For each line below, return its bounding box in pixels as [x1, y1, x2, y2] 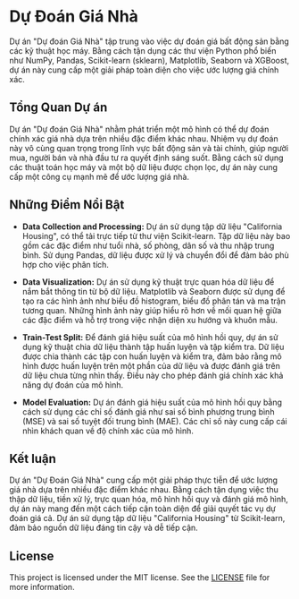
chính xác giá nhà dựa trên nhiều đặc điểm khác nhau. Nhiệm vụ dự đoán [9, 133, 278, 144]
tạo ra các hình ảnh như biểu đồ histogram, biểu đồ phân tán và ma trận [21, 295, 286, 306]
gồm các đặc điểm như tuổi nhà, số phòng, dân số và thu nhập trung [21, 240, 275, 251]
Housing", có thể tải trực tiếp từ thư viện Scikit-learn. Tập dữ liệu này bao [21, 230, 291, 241]
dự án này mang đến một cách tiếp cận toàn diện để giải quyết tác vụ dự [9, 503, 277, 514]
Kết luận [9, 450, 56, 466]
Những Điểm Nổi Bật [9, 197, 125, 212]
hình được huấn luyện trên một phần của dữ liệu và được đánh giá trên [21, 360, 281, 371]
